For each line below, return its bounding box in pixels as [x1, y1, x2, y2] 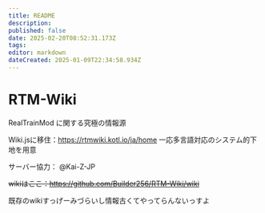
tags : [8, 41, 26, 49]
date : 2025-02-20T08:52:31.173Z [8, 34, 116, 42]
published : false [8, 26, 66, 34]
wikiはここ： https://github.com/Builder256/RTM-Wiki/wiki [8, 179, 200, 188]
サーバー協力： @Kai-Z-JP [8, 161, 96, 172]
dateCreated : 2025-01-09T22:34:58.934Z [8, 57, 142, 65]
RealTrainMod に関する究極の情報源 [8, 117, 126, 128]
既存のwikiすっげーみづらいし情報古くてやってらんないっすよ [8, 195, 211, 205]
